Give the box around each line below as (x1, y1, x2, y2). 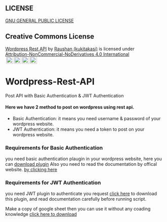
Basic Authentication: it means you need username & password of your (12, 115, 161, 121)
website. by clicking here (5, 167, 57, 173)
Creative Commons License (5, 32, 95, 41)
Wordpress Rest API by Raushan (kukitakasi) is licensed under (5, 46, 135, 52)
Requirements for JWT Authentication (5, 179, 101, 186)
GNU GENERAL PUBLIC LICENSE (5, 17, 74, 23)
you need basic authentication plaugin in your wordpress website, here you (5, 156, 162, 162)
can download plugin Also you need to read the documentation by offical (5, 161, 157, 167)
